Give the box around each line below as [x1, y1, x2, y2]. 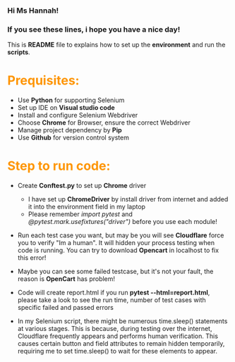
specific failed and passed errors [17, 304, 114, 312]
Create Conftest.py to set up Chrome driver [17, 182, 147, 190]
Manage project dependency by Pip [17, 126, 122, 135]
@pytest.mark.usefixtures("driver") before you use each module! [28, 218, 217, 226]
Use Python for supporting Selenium [17, 96, 125, 104]
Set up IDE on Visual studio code [17, 104, 115, 112]
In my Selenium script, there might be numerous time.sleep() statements [17, 317, 228, 325]
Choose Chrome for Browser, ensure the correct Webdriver [17, 118, 191, 127]
